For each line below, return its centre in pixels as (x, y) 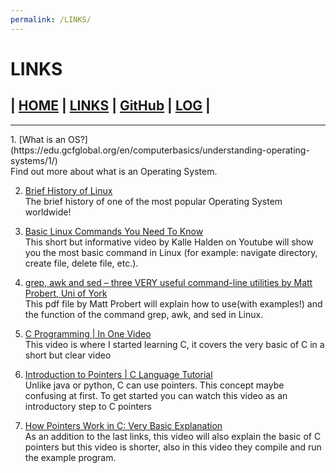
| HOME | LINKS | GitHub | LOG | (110, 106)
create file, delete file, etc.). (81, 263)
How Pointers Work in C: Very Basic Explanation (123, 425)
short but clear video (68, 355)
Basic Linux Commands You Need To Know (114, 231)
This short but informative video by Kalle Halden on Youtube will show (169, 242)
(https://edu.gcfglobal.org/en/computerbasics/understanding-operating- (160, 150)
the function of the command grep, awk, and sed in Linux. (144, 314)
